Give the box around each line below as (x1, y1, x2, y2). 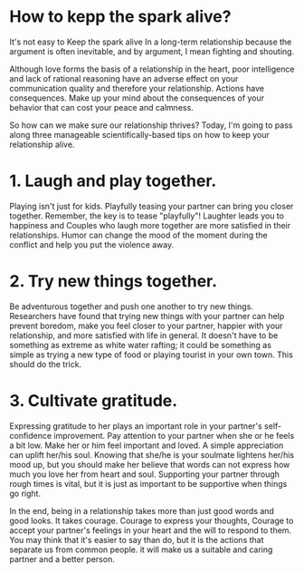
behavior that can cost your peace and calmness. (9, 102, 195, 112)
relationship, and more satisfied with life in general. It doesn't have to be (9, 329, 279, 341)
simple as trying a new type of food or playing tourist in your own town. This (9, 349, 294, 360)
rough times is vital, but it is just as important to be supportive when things (9, 478, 288, 489)
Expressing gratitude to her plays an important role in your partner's (9, 420, 262, 432)
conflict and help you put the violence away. (9, 238, 175, 250)
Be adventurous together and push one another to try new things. (9, 301, 253, 312)
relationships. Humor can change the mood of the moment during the (9, 229, 269, 240)
